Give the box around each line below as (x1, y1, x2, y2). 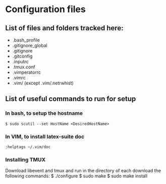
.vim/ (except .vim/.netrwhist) (12, 80, 74, 86)
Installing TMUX (5, 156, 46, 163)
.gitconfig (12, 53, 33, 59)
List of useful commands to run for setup (5, 95, 136, 103)
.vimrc (12, 75, 26, 80)
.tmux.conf (12, 64, 35, 70)
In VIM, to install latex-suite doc (5, 133, 85, 140)
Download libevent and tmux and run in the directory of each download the (5, 168, 161, 174)
